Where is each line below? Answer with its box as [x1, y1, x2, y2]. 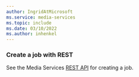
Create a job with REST [6, 51, 73, 59]
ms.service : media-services [6, 14, 76, 20]
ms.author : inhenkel [6, 31, 58, 37]
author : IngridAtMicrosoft [6, 8, 73, 15]
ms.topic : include [6, 20, 52, 26]
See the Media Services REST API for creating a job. [6, 64, 134, 72]
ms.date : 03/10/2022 [6, 25, 58, 32]
